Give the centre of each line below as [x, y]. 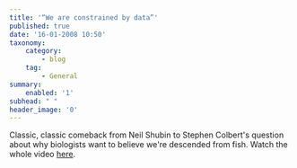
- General [60, 76]
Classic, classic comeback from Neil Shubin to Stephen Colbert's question [147, 135]
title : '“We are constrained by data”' [84, 18]
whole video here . [43, 155]
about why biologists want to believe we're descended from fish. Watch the [149, 145]
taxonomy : [28, 43]
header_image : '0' [44, 110]
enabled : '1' [50, 93]
